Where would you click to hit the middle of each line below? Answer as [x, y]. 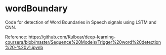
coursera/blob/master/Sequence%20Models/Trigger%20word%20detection [83, 42]
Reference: [16, 37]
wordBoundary [37, 9]
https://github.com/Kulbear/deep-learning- [72, 37]
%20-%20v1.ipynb [24, 47]
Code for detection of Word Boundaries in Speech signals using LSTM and [81, 22]
